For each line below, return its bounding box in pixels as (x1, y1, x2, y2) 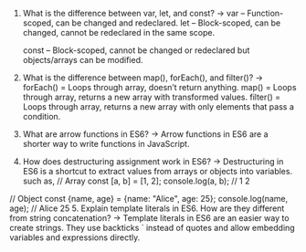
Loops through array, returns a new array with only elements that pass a (22, 101, 295, 112)
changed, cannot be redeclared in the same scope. (22, 27, 216, 37)
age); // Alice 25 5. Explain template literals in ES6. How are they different (9, 203, 285, 214)
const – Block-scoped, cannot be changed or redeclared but (22, 45, 250, 56)
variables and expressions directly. (9, 232, 141, 243)
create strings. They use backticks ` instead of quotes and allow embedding (9, 223, 295, 233)
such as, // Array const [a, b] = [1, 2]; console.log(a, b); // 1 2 (22, 175, 250, 186)
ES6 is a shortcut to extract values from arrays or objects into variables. (22, 166, 293, 176)
